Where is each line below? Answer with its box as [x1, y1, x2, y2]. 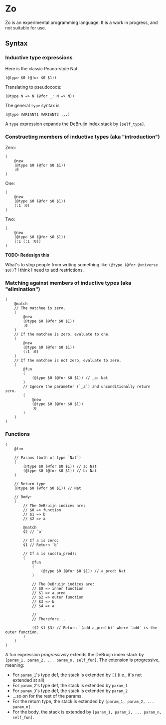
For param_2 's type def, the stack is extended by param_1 [12, 682, 128, 688]
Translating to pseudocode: [5, 84, 62, 90]
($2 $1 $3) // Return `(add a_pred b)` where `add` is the [31, 625, 157, 630]
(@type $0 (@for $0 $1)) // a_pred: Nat [40, 568, 126, 573]
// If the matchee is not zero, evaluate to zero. [14, 358, 122, 363]
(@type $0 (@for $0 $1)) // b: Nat [23, 468, 97, 473]
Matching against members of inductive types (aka [5, 279, 132, 286]
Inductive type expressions [5, 54, 73, 61]
